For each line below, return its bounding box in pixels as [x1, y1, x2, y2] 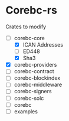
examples [14, 107, 38, 115]
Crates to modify [5, 23, 47, 30]
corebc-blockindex [14, 74, 61, 81]
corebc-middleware [14, 81, 63, 89]
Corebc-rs [5, 4, 57, 17]
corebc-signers [14, 88, 52, 95]
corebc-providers [14, 61, 57, 68]
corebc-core [14, 34, 45, 41]
